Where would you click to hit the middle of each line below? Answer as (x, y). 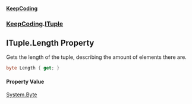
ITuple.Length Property (50, 42)
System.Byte (22, 94)
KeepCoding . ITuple (35, 24)
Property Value (25, 81)
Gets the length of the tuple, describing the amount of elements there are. (97, 57)
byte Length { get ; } (33, 68)
